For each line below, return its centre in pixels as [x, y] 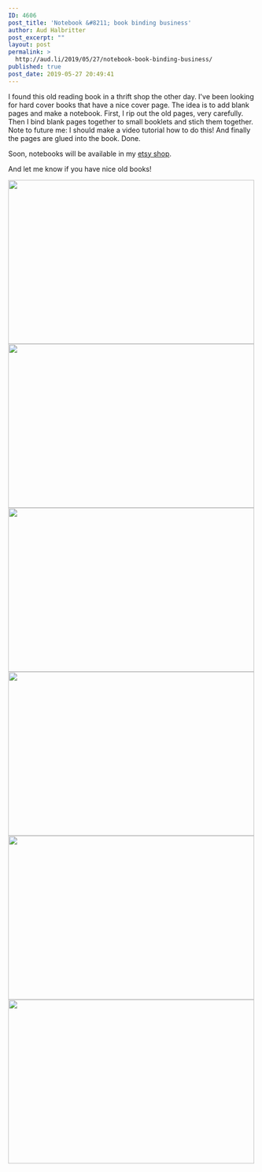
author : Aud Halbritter [47, 30]
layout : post [30, 45]
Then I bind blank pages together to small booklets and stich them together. [131, 121]
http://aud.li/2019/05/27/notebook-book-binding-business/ [114, 60]
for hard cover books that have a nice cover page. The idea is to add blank [129, 105]
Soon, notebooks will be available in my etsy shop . [90, 154]
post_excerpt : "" [37, 37]
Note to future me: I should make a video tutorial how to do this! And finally [129, 130]
